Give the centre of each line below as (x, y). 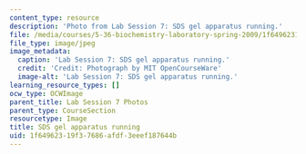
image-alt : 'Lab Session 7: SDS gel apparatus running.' (128, 77)
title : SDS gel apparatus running (75, 128)
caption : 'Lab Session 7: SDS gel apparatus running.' (124, 60)
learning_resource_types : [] (65, 85)
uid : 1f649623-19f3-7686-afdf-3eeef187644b (93, 136)
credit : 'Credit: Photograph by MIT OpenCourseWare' (120, 69)
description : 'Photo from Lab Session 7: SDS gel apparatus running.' (146, 26)
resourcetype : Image (49, 119)
